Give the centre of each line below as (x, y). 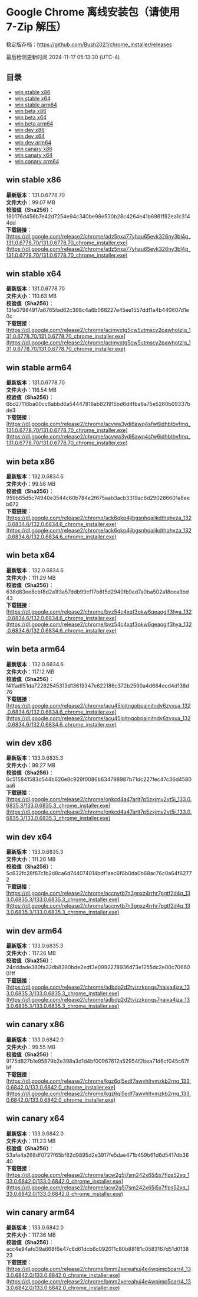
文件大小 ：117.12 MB (30, 672)
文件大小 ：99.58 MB (31, 484)
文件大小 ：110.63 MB (32, 296)
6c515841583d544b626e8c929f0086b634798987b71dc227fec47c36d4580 (99, 779)
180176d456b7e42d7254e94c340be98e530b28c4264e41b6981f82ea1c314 (98, 216)
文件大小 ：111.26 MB (31, 859)
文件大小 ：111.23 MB (31, 1141)
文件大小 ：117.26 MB (31, 953)
